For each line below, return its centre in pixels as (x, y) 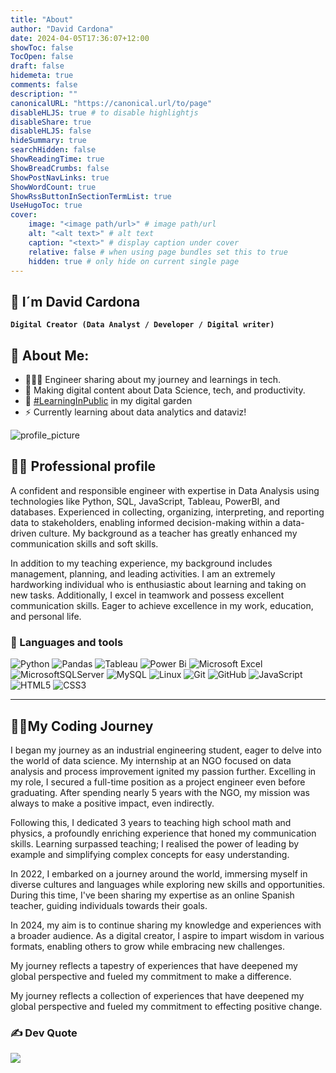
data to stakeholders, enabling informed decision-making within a (145, 522)
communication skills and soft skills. (84, 543)
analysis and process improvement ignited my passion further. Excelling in (163, 771)
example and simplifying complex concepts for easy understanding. (150, 854)
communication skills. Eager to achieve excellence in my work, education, (162, 605)
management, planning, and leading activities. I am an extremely (143, 573)
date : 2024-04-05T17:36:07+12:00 (80, 38)
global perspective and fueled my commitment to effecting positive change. (166, 1006)
